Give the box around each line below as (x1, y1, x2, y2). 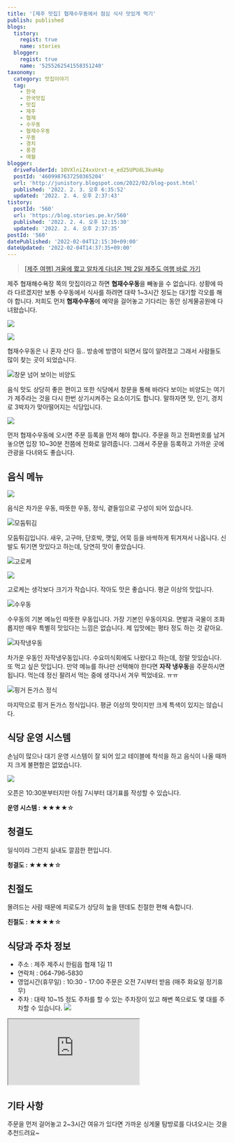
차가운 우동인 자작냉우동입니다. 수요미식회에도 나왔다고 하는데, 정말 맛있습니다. (7, 653, 222, 661)
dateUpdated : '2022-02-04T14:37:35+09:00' (7, 244, 133, 252)
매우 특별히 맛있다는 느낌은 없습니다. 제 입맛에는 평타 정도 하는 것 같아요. (25, 624, 224, 632)
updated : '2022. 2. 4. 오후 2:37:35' (13, 225, 121, 232)
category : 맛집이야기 (13, 75, 69, 83)
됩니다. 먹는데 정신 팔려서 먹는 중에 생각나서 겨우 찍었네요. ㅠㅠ (7, 671, 179, 679)
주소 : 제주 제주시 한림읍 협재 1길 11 (17, 960, 112, 969)
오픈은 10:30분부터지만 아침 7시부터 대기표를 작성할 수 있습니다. (7, 788, 182, 797)
